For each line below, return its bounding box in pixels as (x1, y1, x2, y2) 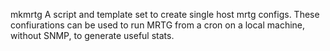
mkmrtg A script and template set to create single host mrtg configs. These (10, 9, 320, 20)
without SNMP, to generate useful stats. (10, 30, 175, 41)
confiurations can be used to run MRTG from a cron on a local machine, (10, 19, 306, 31)
